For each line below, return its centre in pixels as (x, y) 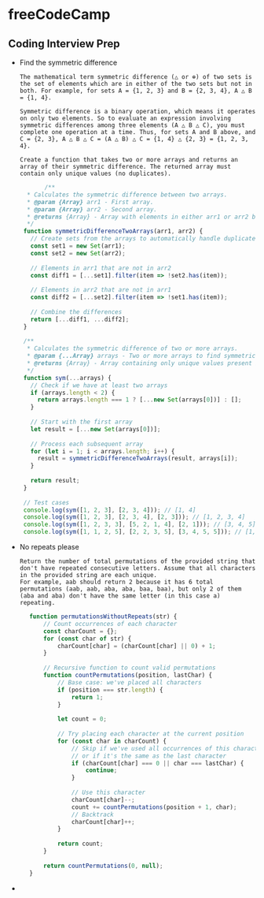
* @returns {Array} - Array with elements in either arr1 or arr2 (138, 217)
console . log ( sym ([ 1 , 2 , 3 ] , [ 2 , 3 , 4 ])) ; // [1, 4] (110, 510)
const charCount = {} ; (80, 631)
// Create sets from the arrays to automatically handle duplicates (145, 239)
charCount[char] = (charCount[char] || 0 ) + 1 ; (137, 646)
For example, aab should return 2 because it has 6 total (116, 582)
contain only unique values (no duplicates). (95, 173)
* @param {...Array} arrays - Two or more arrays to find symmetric (141, 356)
